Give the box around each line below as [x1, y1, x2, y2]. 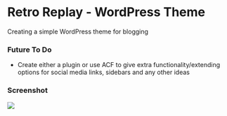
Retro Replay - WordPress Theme [7, 4, 206, 20]
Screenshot [7, 85, 48, 95]
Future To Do [7, 45, 52, 55]
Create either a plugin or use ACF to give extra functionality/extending [17, 61, 221, 69]
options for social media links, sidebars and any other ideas [17, 68, 190, 77]
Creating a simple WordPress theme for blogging [7, 27, 149, 36]
